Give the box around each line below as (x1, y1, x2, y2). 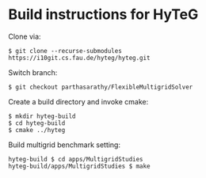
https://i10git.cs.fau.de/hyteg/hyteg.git (8, 54, 151, 62)
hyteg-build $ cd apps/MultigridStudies (8, 155, 144, 163)
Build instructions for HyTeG (8, 6, 199, 24)
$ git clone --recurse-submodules (8, 47, 123, 55)
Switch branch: (8, 67, 58, 77)
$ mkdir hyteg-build (8, 112, 77, 120)
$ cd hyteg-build (8, 119, 66, 127)
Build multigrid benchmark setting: (8, 140, 121, 150)
